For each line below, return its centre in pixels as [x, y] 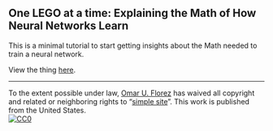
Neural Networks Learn [69, 26]
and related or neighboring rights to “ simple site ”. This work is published [129, 101]
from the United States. [48, 110]
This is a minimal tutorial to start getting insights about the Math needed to [133, 45]
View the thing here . [42, 70]
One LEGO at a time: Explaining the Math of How [132, 13]
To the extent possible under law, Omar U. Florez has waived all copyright [132, 93]
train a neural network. [46, 54]
